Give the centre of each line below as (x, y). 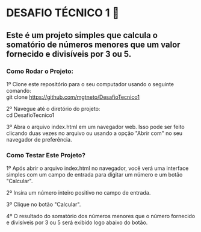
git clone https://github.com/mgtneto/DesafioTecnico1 (73, 97)
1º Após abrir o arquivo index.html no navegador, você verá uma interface (97, 168)
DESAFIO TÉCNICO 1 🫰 (63, 13)
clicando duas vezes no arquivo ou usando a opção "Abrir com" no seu (94, 133)
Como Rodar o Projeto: (40, 71)
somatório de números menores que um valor (93, 44)
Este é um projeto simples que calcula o (82, 35)
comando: (19, 90)
